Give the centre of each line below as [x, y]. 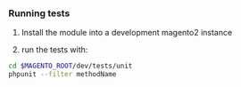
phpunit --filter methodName [62, 75]
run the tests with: [54, 50]
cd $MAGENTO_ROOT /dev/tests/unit [71, 66]
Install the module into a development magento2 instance [127, 33]
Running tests [39, 13]
